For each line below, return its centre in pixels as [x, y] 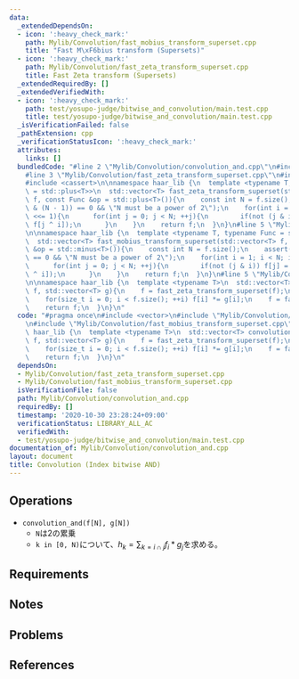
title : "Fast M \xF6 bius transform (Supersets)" [115, 51]
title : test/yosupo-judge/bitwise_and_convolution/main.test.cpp [149, 117]
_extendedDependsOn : [55, 26]
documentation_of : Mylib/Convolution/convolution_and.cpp [119, 448]
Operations [41, 501]
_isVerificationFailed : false [73, 126]
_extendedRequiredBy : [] [63, 84]
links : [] [44, 158]
